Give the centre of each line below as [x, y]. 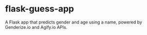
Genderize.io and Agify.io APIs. [36, 27]
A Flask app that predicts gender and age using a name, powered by [74, 22]
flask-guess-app [40, 9]
